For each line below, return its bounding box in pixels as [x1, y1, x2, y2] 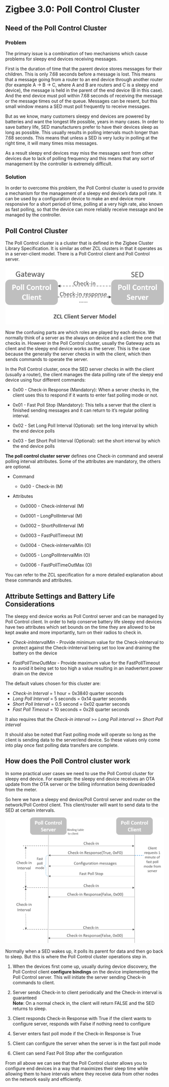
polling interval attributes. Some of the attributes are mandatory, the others [5, 458, 161, 464]
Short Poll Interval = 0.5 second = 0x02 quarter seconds [12, 701, 130, 707]
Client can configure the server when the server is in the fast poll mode [12, 1040, 161, 1046]
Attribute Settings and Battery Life [5, 592, 115, 600]
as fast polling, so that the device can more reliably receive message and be [5, 206, 163, 212]
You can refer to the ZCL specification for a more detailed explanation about [5, 572, 163, 578]
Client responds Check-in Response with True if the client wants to [12, 1016, 152, 1022]
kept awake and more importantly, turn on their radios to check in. [5, 630, 142, 636]
